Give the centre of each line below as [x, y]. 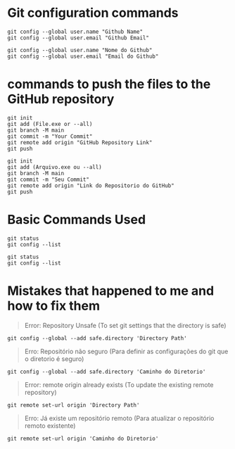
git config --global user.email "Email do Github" [83, 56]
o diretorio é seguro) [54, 359]
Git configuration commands [93, 13]
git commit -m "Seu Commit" [49, 179]
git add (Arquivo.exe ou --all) [55, 167]
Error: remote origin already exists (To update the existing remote [119, 384]
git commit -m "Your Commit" [50, 136]
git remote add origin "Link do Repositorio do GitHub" [91, 185]
